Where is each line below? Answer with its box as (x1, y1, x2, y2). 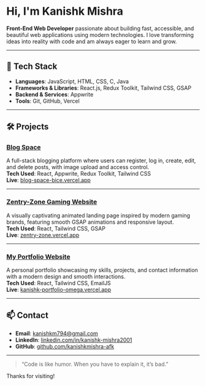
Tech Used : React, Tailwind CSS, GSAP (6, 224, 106, 232)
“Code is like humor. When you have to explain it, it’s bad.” (21, 360, 169, 368)
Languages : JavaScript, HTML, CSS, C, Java (15, 77, 129, 85)
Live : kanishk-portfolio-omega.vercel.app (6, 286, 112, 293)
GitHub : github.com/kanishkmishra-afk (15, 342, 115, 350)
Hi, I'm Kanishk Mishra (6, 4, 124, 18)
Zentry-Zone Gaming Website (6, 198, 97, 207)
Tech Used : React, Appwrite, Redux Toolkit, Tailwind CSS (6, 170, 151, 178)
